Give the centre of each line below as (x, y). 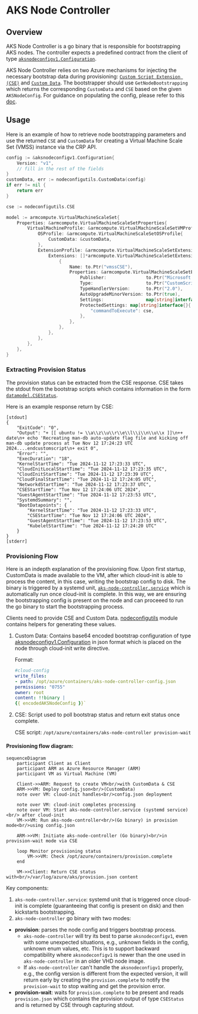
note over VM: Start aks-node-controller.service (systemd (91, 810)
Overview (24, 32)
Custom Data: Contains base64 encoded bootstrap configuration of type (103, 636)
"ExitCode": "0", (38, 428)
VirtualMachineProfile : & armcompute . (73, 228)
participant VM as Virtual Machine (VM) (67, 774)
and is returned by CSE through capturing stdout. (74, 1005)
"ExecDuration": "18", (44, 459)
